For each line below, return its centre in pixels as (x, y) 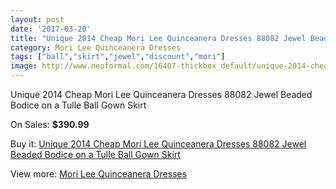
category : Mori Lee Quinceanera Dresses (96, 47)
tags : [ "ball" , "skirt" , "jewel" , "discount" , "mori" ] (118, 57)
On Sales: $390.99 (50, 124)
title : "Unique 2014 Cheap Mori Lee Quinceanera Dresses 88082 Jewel (158, 38)
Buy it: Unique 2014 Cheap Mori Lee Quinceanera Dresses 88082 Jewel (158, 144)
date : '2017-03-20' (51, 29)
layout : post (37, 19)
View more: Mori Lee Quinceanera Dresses (99, 174)
